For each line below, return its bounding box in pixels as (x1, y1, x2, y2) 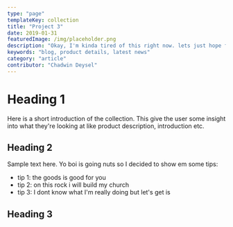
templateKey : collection (7, 17, 79, 24)
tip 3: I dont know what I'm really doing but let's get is (17, 188, 171, 197)
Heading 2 (7, 141, 53, 153)
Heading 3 (7, 208, 53, 220)
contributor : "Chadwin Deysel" (7, 62, 98, 69)
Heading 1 (7, 91, 66, 107)
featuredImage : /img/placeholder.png (7, 36, 116, 43)
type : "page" (7, 10, 45, 17)
